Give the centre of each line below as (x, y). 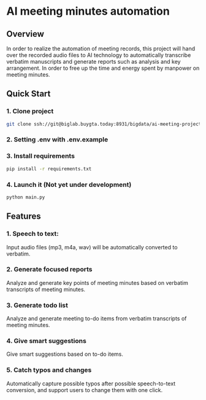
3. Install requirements (41, 156)
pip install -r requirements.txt (49, 169)
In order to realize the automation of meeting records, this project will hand (101, 48)
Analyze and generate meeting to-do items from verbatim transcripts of (97, 319)
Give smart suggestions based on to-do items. (65, 354)
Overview (25, 34)
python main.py (26, 197)
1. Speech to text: (33, 234)
